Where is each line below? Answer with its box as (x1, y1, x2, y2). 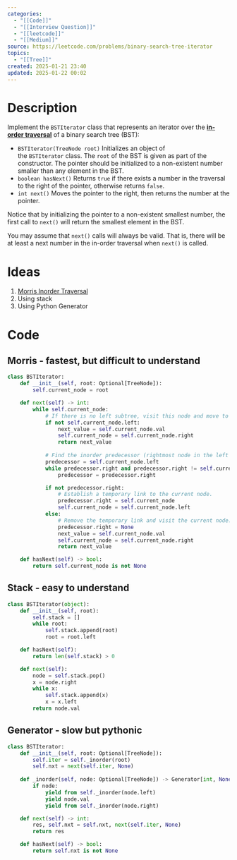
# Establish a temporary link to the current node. (57, 491, 213, 498)
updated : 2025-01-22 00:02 (7, 69, 87, 76)
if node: (32, 782, 59, 789)
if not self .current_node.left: (44, 419, 140, 426)
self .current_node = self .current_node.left (57, 504, 191, 511)
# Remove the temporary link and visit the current (57, 516, 213, 524)
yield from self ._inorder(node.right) (44, 802, 159, 809)
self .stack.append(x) (44, 692, 109, 699)
